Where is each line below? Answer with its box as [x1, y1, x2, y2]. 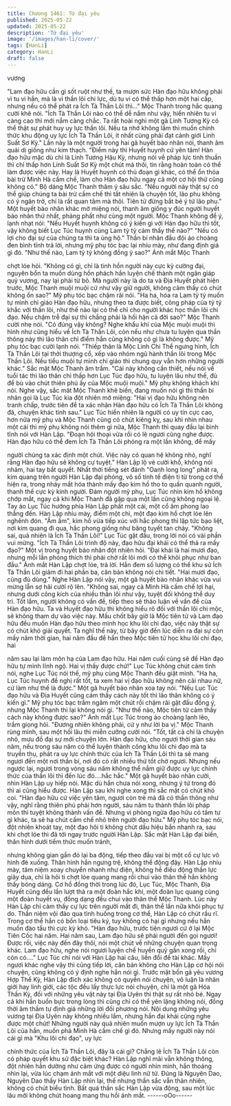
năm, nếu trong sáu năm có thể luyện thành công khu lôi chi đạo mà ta [7, 742, 207, 750]
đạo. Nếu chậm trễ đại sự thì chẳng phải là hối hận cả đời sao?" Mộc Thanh [7, 313, 220, 321]
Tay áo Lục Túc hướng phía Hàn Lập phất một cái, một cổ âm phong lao [7, 502, 210, 510]
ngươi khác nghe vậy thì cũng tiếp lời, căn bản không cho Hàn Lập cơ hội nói [7, 961, 224, 969]
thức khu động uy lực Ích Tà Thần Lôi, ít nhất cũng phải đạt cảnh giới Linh [7, 131, 215, 139]
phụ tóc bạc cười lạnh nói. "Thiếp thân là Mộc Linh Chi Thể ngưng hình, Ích [7, 342, 219, 350]
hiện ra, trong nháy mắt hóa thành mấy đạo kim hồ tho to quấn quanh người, [7, 480, 222, 488]
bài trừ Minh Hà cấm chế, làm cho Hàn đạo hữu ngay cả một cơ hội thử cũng [7, 175, 223, 183]
